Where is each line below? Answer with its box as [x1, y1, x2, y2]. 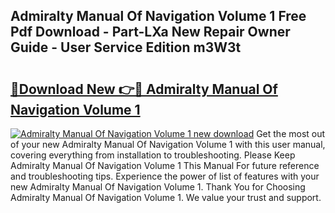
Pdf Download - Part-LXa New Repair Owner [10, 24, 291, 41]
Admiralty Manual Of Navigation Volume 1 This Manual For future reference [10, 160, 320, 171]
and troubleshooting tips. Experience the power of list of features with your [10, 170, 320, 182]
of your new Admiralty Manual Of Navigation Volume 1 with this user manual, [10, 139, 326, 150]
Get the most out [256, 128, 326, 139]
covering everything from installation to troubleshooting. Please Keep [10, 149, 296, 161]
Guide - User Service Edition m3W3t [10, 39, 242, 56]
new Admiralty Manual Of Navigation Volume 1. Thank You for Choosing [10, 181, 306, 193]
